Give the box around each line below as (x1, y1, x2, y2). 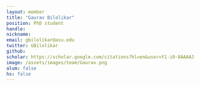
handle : (6, 25, 26, 32)
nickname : (6, 31, 32, 38)
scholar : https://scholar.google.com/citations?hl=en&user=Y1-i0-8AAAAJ (6, 54, 195, 60)
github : (6, 48, 26, 55)
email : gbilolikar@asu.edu (6, 37, 75, 43)
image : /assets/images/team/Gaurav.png (6, 59, 108, 65)
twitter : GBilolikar (6, 43, 59, 49)
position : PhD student (6, 20, 64, 26)
